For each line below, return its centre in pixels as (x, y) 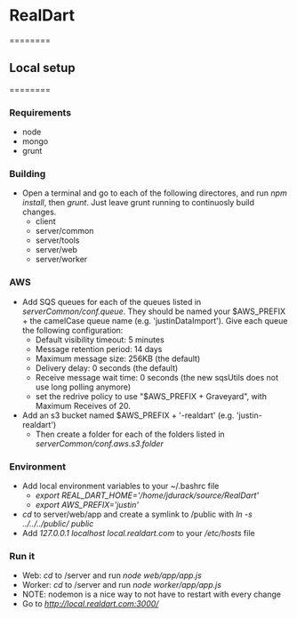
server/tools (57, 240)
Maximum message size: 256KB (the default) (118, 358)
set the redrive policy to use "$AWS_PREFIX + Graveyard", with (151, 396)
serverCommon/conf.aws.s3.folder (100, 443)
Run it (22, 556)
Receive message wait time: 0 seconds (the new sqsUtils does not (157, 377)
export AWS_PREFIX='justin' (87, 504)
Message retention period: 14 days (99, 349)
